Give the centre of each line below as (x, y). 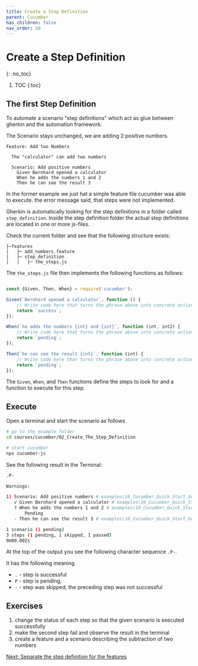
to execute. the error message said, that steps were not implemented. (90, 200)
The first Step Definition (51, 104)
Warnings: (18, 486)
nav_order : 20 (24, 28)
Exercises (24, 606)
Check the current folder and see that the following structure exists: (88, 235)
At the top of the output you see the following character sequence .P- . (92, 552)
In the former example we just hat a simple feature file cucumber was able (96, 194)
